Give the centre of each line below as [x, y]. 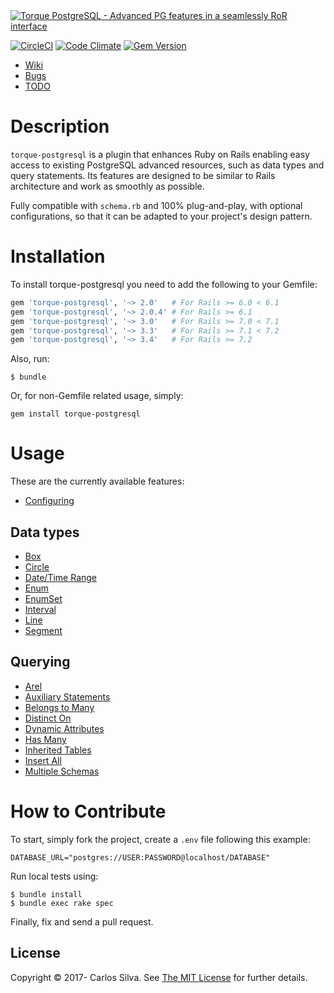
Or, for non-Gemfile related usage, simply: [97, 396]
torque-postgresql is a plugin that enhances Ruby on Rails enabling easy [160, 154]
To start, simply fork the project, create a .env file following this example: [160, 839]
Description [60, 126]
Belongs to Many [59, 707]
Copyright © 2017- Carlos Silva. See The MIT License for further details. [159, 977]
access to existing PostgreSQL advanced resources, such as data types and [167, 165]
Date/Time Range [61, 577]
